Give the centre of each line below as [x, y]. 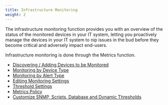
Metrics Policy [27, 91]
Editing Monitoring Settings [41, 81]
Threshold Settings [32, 86]
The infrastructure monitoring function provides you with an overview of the [84, 29]
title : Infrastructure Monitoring [42, 10]
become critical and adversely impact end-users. [56, 45]
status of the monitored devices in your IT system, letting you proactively [81, 34]
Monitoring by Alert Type [38, 75]
